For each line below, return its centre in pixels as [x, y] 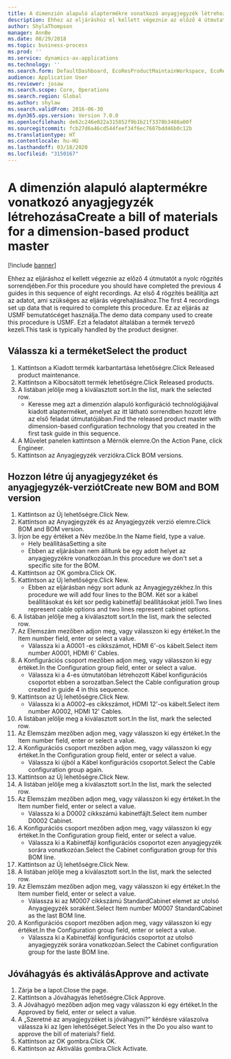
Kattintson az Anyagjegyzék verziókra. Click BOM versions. [100, 455]
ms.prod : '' [25, 52]
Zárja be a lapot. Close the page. [63, 990]
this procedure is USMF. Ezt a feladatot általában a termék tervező [101, 322]
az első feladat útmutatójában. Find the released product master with [124, 419]
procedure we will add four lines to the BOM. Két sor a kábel [113, 595]
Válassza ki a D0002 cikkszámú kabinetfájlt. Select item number [118, 813]
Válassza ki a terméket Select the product [97, 351]
